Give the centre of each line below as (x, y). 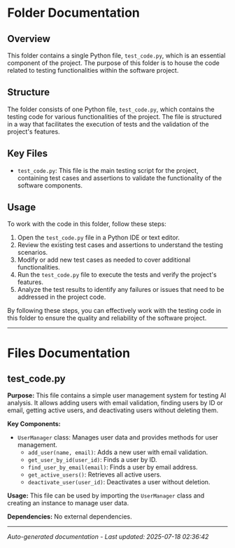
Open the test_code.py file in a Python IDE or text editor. (99, 238)
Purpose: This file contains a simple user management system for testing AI (117, 395)
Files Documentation (69, 353)
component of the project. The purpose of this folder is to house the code (114, 63)
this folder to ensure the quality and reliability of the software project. (107, 318)
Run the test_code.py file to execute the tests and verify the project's (117, 275)
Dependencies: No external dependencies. (70, 517)
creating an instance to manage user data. (68, 503)
